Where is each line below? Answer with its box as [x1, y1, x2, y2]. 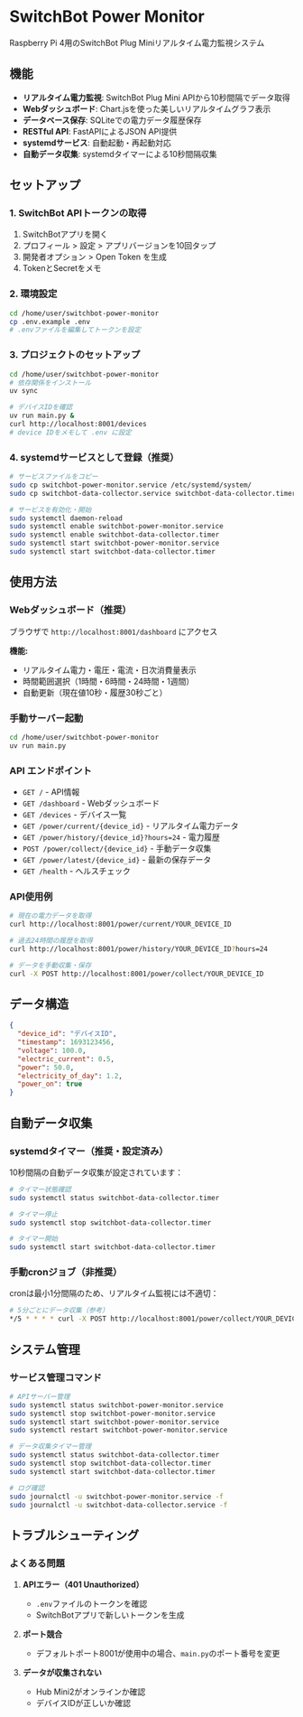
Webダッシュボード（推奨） [9, 603, 133, 616]
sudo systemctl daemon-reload [9, 513, 124, 523]
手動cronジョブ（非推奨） [9, 1266, 123, 1279]
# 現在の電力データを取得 [9, 911, 92, 920]
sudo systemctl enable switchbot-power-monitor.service [9, 522, 224, 531]
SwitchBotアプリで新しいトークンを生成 [35, 1610, 185, 1620]
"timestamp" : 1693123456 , [17, 1038, 115, 1047]
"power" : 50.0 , [17, 1063, 75, 1072]
